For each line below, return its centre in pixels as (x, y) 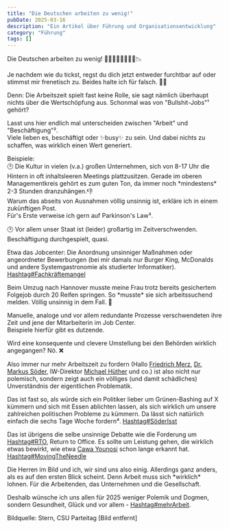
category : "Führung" (37, 33)
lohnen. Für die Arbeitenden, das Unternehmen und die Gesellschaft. (104, 484)
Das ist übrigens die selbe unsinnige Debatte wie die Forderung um (102, 434)
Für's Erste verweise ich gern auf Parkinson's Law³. (80, 216)
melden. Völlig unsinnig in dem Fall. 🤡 (60, 302)
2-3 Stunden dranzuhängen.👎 (50, 191)
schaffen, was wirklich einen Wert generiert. (70, 145)
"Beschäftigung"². (33, 130)
